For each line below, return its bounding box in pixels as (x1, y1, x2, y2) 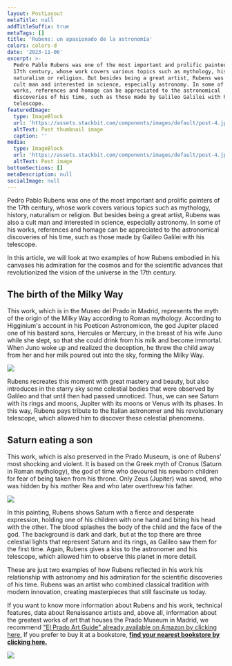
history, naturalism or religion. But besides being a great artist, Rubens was (7, 211, 221, 219)
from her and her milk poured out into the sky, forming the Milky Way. (7, 351, 205, 360)
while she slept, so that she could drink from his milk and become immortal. (7, 336, 222, 344)
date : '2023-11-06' (7, 49, 64, 56)
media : (7, 139, 26, 146)
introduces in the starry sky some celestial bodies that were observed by (7, 385, 215, 393)
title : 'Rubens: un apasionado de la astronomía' (7, 36, 153, 43)
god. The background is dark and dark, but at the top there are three (7, 530, 202, 538)
